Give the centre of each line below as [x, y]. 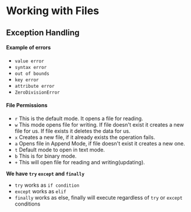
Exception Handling [43, 33]
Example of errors [29, 48]
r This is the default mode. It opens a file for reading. [79, 118]
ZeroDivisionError [37, 92]
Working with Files [52, 11]
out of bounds [32, 74]
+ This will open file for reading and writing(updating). [80, 162]
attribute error [34, 86]
